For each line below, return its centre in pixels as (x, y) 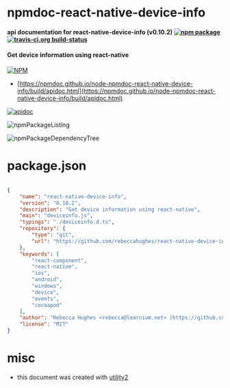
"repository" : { (43, 229)
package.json (47, 166)
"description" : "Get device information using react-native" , (110, 209)
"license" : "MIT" (44, 324)
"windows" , (47, 286)
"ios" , (41, 273)
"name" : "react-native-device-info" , (73, 196)
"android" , (47, 279)
